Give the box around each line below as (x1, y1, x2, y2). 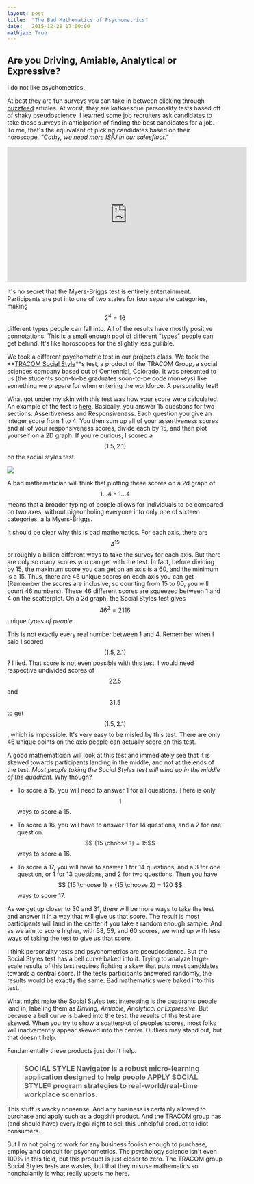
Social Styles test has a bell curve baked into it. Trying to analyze (7, 954, 190, 963)
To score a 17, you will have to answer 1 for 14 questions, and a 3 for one (16, 863, 221, 871)
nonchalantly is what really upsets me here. (7, 1170, 130, 1178)
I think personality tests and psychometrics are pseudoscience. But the (7, 947, 207, 956)
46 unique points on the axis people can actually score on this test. (7, 738, 196, 746)
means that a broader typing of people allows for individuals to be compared (7, 500, 223, 508)
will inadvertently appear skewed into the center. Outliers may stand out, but (7, 1026, 223, 1035)
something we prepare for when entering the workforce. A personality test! (7, 381, 218, 389)
